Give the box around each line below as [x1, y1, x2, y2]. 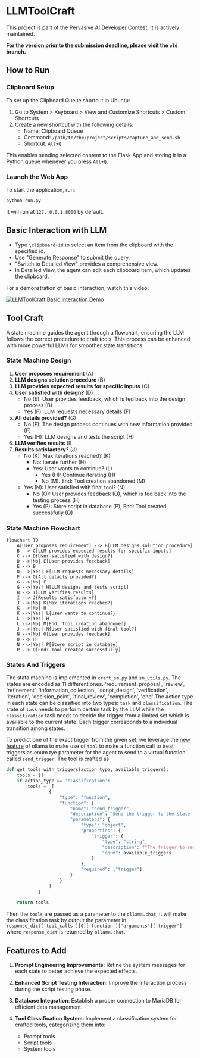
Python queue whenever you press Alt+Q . [6, 158, 108, 165]
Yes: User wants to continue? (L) [32, 464, 113, 472]
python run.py [6, 198, 42, 204]
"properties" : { [80, 828, 121, 834]
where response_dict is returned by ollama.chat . [6, 928, 126, 935]
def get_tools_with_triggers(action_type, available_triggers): [6, 767, 169, 773]
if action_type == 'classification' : [17, 778, 111, 784]
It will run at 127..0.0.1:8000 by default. [6, 208, 104, 215]
